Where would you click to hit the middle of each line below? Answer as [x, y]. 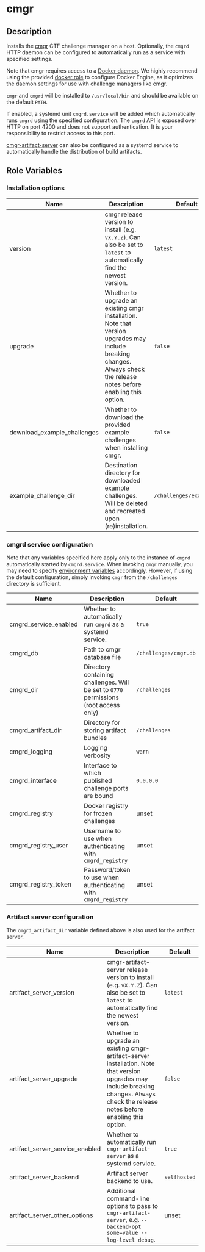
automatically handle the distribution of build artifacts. [74, 152]
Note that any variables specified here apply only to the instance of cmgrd [98, 558]
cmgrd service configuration [50, 544]
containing [99, 674]
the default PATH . [27, 102]
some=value [122, 1233]
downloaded [123, 480]
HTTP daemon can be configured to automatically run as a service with [96, 52]
